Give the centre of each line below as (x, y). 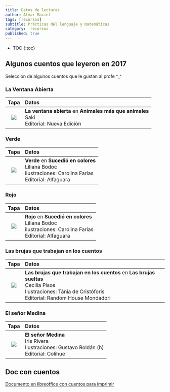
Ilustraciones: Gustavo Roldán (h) (65, 347)
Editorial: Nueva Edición (53, 124)
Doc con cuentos (32, 372)
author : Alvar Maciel (28, 15)
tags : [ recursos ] (24, 19)
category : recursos (27, 29)
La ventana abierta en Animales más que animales (87, 111)
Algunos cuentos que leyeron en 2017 (66, 64)
